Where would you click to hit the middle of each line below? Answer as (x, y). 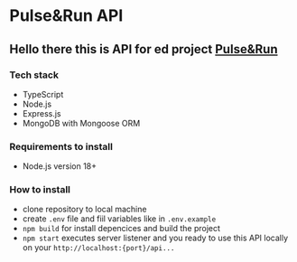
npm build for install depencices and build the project (121, 229)
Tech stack (34, 75)
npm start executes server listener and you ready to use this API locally (155, 238)
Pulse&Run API (66, 16)
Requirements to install (61, 146)
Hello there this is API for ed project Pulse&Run (144, 49)
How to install (40, 190)
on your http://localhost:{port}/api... (98, 248)
